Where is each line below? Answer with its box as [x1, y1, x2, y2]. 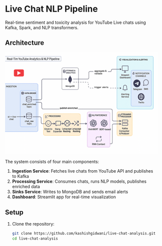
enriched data [12, 184, 40, 190]
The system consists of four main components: [5, 159, 99, 165]
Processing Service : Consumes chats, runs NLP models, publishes [12, 178, 147, 184]
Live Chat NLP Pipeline [5, 3, 98, 15]
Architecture [5, 39, 45, 47]
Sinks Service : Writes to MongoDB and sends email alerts [12, 189, 129, 195]
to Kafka [12, 174, 29, 179]
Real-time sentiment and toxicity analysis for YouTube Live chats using [5, 19, 146, 25]
